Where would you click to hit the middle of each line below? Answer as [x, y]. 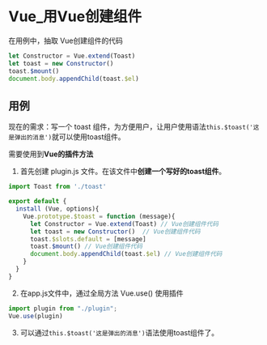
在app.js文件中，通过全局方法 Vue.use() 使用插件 [102, 293]
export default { [38, 202]
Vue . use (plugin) [36, 316]
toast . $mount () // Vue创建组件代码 [86, 247]
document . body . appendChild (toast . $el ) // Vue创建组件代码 [126, 254]
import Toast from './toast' [57, 187]
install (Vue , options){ [57, 209]
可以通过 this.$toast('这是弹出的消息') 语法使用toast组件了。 [119, 332]
